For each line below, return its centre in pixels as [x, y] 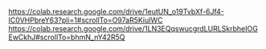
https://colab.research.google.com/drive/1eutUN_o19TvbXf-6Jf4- [117, 12]
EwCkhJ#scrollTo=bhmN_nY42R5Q [67, 37]
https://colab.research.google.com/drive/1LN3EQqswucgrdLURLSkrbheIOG [133, 29]
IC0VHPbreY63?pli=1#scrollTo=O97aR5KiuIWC [86, 20]
